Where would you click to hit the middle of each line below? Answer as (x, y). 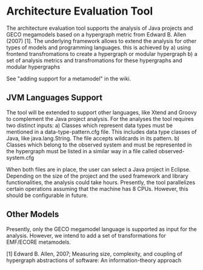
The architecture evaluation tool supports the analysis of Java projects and (100, 28)
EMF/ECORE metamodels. (39, 242)
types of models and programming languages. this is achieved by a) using (98, 47)
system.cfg (20, 157)
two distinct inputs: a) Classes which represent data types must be (89, 125)
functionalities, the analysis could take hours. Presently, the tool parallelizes (101, 182)
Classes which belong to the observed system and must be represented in (99, 145)
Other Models (33, 214)
